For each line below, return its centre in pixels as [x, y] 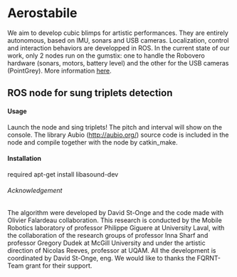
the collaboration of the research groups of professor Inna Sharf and [108, 235]
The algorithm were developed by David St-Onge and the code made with [116, 212]
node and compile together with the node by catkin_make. [93, 142]
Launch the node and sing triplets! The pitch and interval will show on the [115, 127]
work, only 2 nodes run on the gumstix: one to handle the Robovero [106, 56]
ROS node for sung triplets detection [90, 93]
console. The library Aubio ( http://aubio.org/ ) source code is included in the [118, 135]
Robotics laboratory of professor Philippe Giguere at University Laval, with [116, 228]
